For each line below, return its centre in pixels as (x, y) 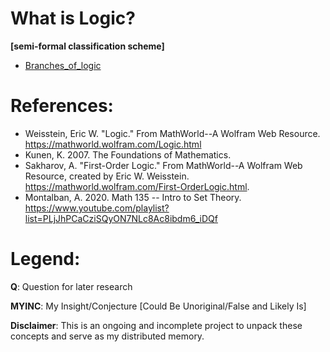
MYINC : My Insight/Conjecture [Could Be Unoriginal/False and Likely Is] (158, 306)
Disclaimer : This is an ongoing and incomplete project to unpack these (156, 325)
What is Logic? (73, 18)
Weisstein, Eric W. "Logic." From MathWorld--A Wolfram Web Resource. (172, 133)
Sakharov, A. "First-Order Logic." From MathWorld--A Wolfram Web (163, 165)
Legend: (45, 259)
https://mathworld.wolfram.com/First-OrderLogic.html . (137, 186)
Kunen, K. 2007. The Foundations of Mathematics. (128, 154)
